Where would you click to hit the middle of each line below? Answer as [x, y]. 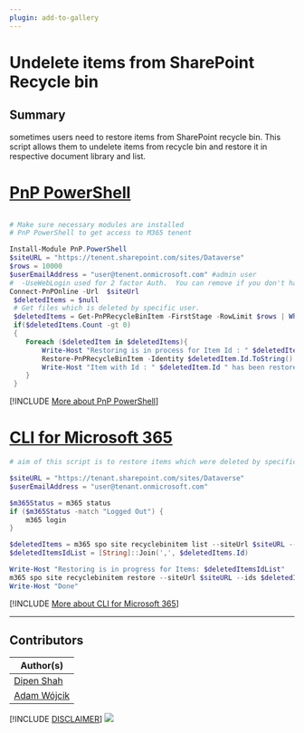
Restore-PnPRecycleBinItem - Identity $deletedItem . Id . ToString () [168, 358]
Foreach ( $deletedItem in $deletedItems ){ [107, 342]
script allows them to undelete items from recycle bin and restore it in [138, 147]
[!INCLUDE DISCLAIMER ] [56, 719]
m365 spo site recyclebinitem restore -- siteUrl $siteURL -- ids [133, 577]
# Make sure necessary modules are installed [96, 224]
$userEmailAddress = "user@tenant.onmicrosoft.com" [109, 486]
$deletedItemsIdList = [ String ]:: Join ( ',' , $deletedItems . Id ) [129, 553]
